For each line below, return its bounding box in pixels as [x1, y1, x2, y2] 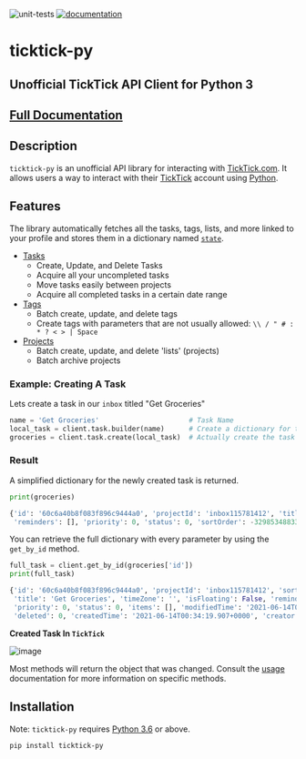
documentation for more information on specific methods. [9, 673, 227, 683]
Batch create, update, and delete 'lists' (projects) [36, 345, 220, 356]
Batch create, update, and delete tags [36, 308, 178, 319]
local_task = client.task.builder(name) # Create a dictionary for [9, 424, 291, 433]
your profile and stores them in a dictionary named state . [9, 232, 225, 243]
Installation [9, 699, 75, 714]
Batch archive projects [36, 355, 121, 366]
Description [9, 138, 77, 154]
